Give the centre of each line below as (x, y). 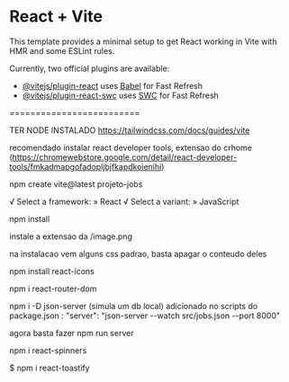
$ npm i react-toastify (50, 368)
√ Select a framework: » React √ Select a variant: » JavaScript (124, 201)
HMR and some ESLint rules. (62, 50)
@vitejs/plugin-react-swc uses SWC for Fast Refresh (120, 95)
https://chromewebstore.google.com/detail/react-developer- (125, 157)
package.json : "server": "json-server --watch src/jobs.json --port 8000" (145, 315)
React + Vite (56, 17)
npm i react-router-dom (53, 289)
